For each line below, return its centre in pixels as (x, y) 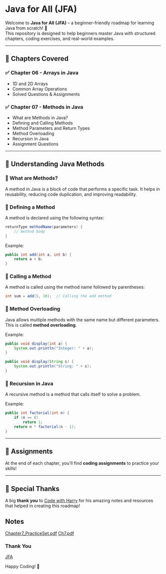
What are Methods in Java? (40, 118)
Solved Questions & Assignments (46, 94)
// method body (30, 231)
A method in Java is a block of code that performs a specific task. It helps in (83, 189)
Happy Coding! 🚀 (22, 567)
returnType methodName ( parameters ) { (44, 227)
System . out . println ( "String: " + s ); (53, 366)
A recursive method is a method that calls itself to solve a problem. (73, 395)
